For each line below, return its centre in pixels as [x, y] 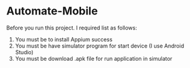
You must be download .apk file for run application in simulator [93, 58]
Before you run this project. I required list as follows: [72, 28]
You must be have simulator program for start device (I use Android [100, 46]
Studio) [24, 52]
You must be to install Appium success [64, 39]
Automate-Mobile [52, 11]
